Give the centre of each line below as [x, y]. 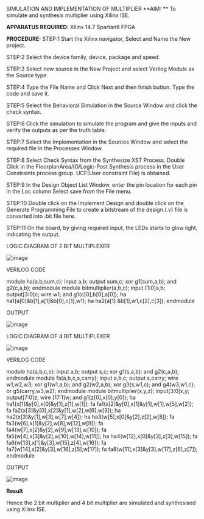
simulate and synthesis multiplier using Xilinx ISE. [68, 15]
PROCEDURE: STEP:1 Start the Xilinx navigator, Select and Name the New [98, 39]
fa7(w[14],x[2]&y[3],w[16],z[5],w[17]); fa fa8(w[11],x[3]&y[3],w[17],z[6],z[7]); [102, 449]
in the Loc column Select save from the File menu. [69, 191]
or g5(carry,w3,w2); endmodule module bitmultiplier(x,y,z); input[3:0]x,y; [98, 391]
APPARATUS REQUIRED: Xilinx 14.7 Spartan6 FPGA [71, 27]
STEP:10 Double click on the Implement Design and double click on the [95, 203]
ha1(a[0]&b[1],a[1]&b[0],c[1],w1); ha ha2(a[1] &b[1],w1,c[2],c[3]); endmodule [100, 301]
